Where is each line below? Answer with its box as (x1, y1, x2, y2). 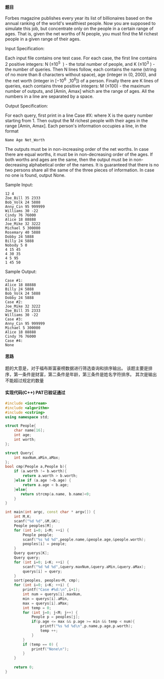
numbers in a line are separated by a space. (5, 93, 94, 99)
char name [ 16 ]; (14, 428, 45, 433)
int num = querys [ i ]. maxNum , (23, 592, 82, 597)
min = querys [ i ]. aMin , (23, 596, 69, 601)
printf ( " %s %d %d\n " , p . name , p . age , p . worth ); (40, 624, 133, 629)
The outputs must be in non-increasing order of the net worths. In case (5, 146, 149, 152)
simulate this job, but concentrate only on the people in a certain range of (5, 26, 154, 31)
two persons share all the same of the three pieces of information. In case (5, 167, 155, 173)
